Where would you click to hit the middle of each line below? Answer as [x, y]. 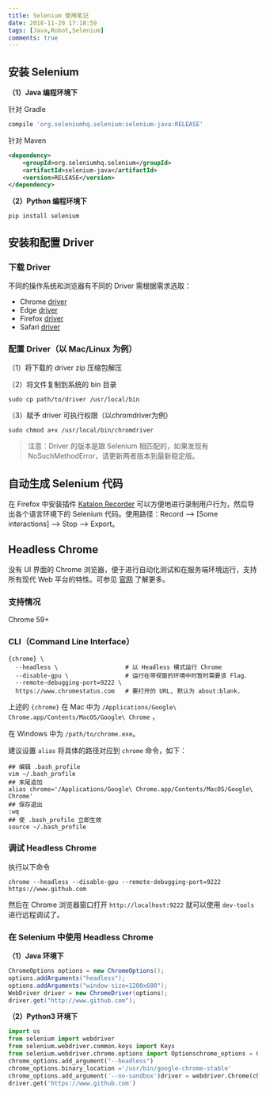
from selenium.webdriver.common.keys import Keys [92, 1047]
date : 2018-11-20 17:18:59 [53, 23]
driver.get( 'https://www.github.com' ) [72, 1083]
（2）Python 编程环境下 [48, 201]
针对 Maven [27, 140]
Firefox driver [42, 319]
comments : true [33, 38]
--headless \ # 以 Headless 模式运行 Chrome [119, 667]
